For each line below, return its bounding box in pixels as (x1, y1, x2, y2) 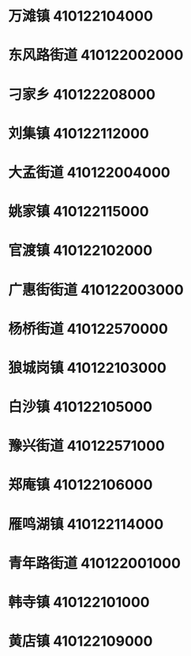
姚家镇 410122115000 (8, 203, 150, 221)
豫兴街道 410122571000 (8, 437, 166, 455)
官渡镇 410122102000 (8, 242, 153, 260)
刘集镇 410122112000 (8, 124, 150, 142)
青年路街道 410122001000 (8, 554, 182, 572)
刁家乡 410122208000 (8, 85, 156, 103)
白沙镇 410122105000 (8, 398, 152, 416)
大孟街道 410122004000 (8, 163, 171, 182)
